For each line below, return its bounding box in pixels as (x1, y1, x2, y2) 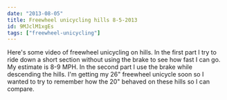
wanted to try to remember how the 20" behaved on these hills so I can (7, 77, 210, 86)
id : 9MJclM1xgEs (7, 23, 54, 30)
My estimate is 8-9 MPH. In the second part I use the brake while (7, 63, 192, 71)
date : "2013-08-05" (7, 10, 64, 17)
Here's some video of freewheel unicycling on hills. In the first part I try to (7, 48, 217, 57)
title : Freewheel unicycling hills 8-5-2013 (7, 17, 138, 23)
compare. (7, 85, 35, 93)
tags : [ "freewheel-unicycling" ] (7, 29, 100, 37)
